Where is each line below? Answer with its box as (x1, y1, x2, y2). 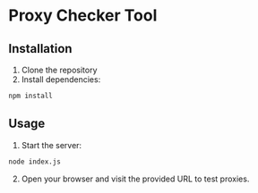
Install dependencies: (21, 74, 101, 85)
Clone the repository (21, 64, 98, 75)
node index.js (8, 157, 62, 166)
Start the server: (21, 139, 82, 150)
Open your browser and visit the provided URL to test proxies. (21, 173, 250, 184)
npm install (8, 91, 53, 100)
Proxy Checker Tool (8, 5, 158, 26)
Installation (8, 41, 73, 56)
